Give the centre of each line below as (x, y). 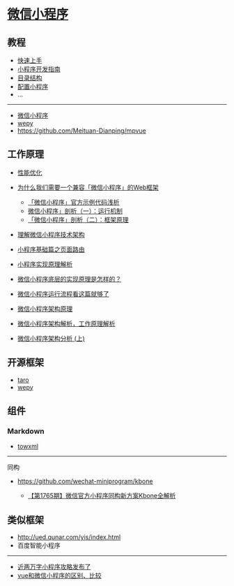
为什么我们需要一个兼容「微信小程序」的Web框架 (88, 187)
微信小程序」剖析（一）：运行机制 (75, 211)
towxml (28, 446)
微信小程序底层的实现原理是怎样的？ (69, 279)
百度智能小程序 (39, 545)
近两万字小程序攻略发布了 (54, 567)
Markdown (26, 431)
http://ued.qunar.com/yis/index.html (69, 537)
